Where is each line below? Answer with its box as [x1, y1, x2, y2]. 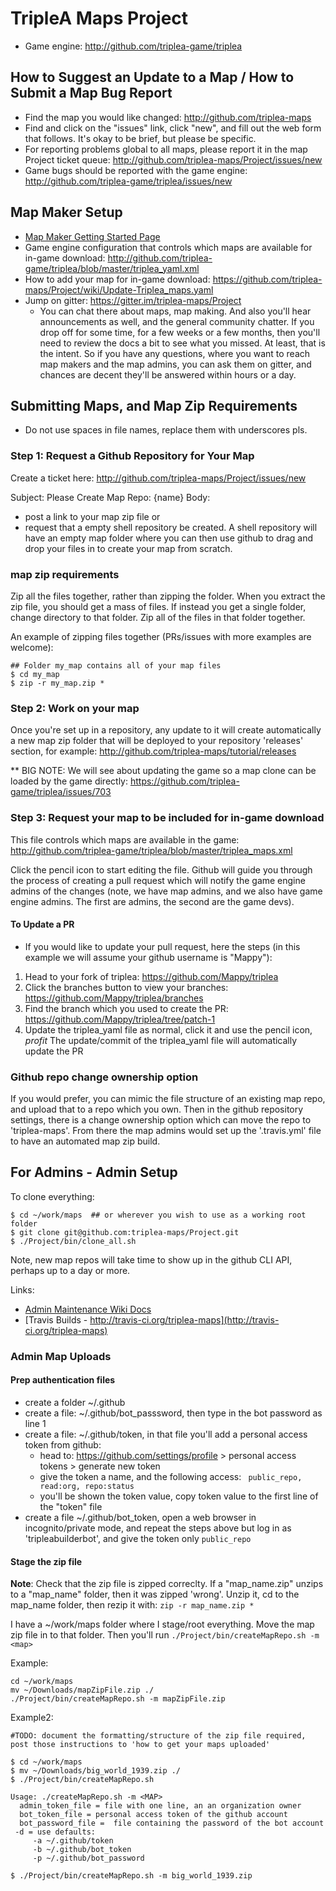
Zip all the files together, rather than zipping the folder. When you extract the [10, 590, 326, 602]
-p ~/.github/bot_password [32, 1853, 145, 1864]
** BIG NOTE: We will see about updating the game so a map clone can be [10, 765, 317, 777]
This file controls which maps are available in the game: [10, 833, 240, 846]
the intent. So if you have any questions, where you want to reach [39, 347, 311, 359]
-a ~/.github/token [32, 1836, 114, 1846]
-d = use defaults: [14, 1827, 97, 1837]
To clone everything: [10, 1190, 95, 1202]
